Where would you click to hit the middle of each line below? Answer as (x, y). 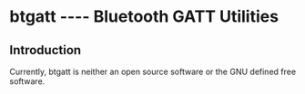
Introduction (46, 50)
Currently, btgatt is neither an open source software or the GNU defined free (153, 71)
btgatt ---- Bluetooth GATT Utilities (144, 17)
